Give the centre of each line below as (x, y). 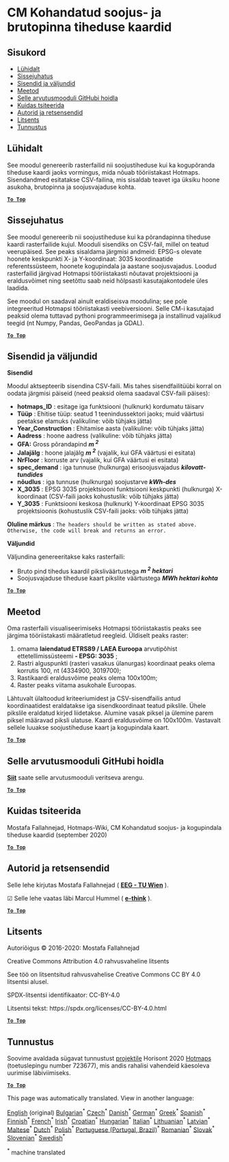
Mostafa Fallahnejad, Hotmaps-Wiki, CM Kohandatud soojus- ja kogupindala (114, 827)
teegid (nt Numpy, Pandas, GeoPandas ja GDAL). (76, 323)
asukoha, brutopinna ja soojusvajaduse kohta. (71, 187)
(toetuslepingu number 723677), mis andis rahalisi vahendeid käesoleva (108, 1065)
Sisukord (27, 52)
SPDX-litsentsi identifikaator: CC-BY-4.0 (64, 995)
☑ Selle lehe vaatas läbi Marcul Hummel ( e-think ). (80, 898)
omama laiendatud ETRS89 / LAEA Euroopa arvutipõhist (97, 649)
